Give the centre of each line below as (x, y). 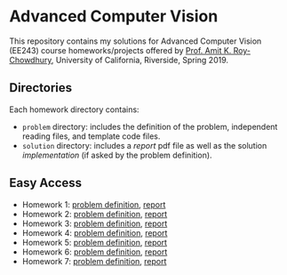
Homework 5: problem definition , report (94, 242)
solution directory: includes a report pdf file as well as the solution (144, 145)
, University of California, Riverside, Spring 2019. (140, 60)
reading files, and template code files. (91, 136)
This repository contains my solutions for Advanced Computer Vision (136, 41)
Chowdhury (30, 60)
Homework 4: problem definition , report (95, 232)
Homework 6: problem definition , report (95, 252)
